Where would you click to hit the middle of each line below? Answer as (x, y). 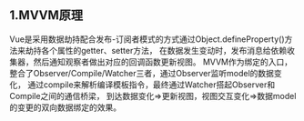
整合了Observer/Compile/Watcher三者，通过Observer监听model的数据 (142, 73)
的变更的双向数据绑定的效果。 (65, 107)
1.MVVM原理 (46, 15)
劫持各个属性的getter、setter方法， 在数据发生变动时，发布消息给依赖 (156, 50)
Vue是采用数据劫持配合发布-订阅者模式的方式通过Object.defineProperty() (147, 39)
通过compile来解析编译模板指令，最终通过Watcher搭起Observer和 (151, 85)
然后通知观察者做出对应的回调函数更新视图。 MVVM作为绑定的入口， (163, 62)
